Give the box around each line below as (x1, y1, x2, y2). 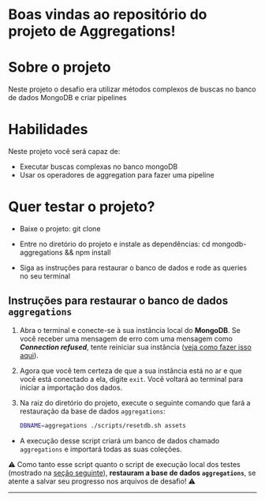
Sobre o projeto (8, 58, 111, 77)
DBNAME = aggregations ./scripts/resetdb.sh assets (19, 421, 187, 429)
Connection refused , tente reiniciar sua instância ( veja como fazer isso (19, 342, 252, 352)
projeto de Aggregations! (8, 22, 176, 40)
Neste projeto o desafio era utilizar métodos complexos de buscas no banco (8, 84, 256, 94)
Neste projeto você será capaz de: (8, 147, 121, 156)
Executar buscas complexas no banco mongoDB (19, 162, 178, 171)
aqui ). (19, 350, 39, 360)
